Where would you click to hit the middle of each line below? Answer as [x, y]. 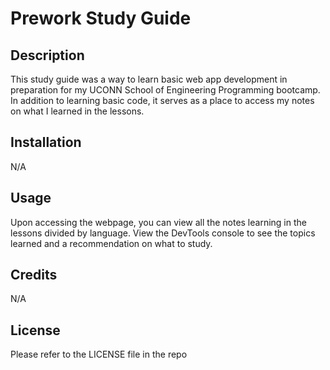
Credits [34, 275]
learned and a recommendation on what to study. [111, 243]
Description [47, 55]
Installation [46, 142]
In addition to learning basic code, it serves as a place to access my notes [162, 100]
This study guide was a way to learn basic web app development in [149, 79]
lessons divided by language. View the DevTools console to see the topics [163, 233]
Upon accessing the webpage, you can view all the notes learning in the [158, 222]
